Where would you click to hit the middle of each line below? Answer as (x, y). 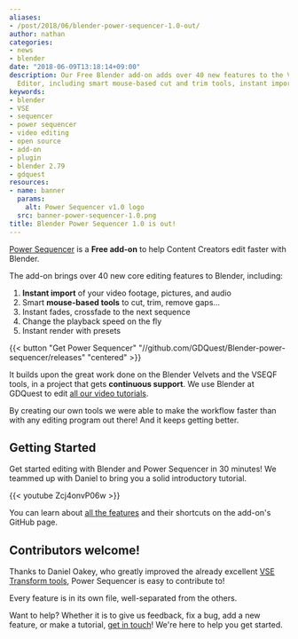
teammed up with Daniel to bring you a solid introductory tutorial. (128, 478)
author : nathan (37, 34)
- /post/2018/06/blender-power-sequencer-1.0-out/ (105, 26)
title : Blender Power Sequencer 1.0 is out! (93, 224)
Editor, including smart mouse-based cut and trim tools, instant (142, 83)
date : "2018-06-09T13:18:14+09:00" (75, 67)
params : (31, 199)
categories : (31, 42)
